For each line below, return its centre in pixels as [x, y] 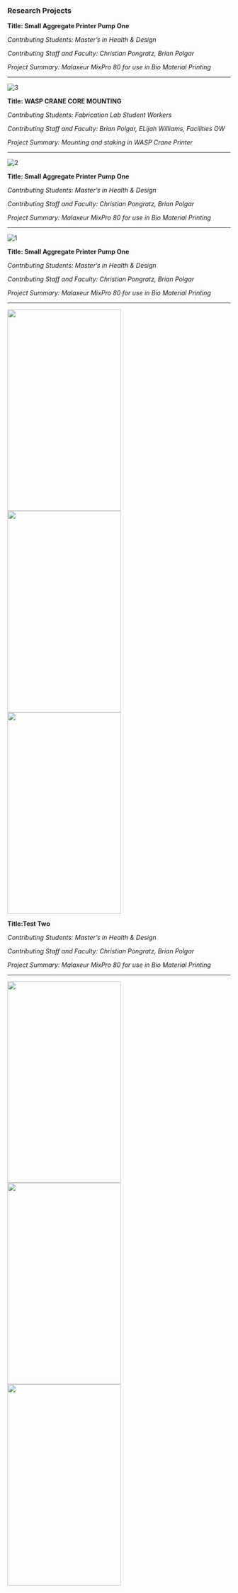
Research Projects [40, 11]
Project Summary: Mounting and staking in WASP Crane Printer [100, 142]
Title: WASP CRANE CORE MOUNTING [64, 101]
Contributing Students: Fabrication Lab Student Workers [90, 115]
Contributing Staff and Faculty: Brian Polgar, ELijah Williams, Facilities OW [116, 129]
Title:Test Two [29, 924]
